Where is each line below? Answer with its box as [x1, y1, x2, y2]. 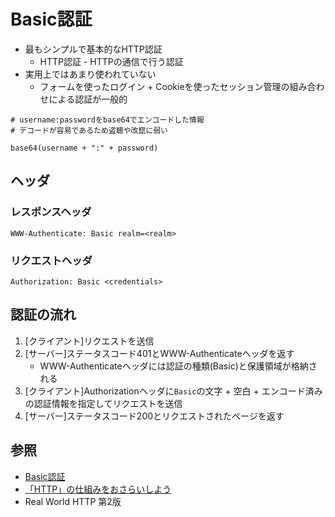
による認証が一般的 [48, 93, 128, 105]
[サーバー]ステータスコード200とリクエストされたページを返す [24, 410, 285, 422]
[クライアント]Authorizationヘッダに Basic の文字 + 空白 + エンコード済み [24, 385, 323, 397]
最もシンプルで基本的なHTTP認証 [24, 43, 163, 55]
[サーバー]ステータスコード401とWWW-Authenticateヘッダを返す [24, 347, 295, 359]
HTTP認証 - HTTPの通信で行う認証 [39, 55, 184, 67]
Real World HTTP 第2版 [24, 495, 122, 507]
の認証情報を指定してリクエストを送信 [24, 397, 183, 409]
